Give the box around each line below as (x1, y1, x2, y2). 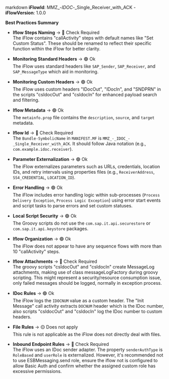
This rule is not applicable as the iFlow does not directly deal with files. (12, 331, 161, 337)
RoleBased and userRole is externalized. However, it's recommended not (12, 352, 164, 358)
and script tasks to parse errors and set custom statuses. (12, 203, 133, 208)
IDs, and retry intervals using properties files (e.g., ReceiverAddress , (12, 169, 155, 175)
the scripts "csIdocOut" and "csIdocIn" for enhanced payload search (12, 92, 157, 97)
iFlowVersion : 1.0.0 (5, 10, 46, 16)
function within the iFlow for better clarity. (12, 46, 101, 51)
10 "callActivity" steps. (12, 249, 60, 254)
